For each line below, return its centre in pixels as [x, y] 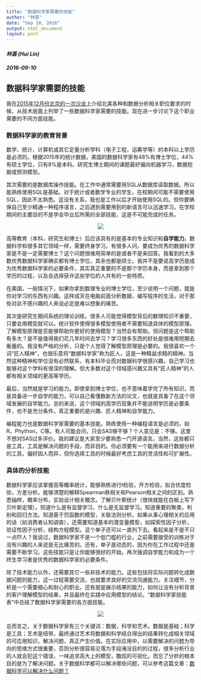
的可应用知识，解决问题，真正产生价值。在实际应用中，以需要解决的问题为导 [100, 641]
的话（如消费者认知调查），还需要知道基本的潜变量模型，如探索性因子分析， [99, 522]
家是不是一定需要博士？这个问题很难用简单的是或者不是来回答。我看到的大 [98, 253]
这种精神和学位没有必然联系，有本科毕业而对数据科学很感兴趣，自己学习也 [103, 361]
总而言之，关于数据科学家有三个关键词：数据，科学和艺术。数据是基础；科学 [100, 626]
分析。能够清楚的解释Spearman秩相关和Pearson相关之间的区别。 [107, 492]
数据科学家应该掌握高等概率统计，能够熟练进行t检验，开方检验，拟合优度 [96, 485]
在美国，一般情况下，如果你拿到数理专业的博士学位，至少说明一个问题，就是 [100, 289]
